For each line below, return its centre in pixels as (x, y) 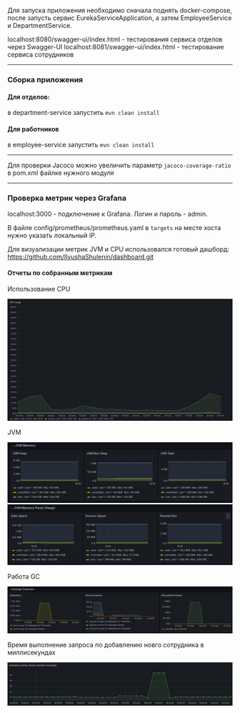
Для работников (33, 129)
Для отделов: (29, 96)
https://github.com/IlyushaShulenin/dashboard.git (81, 256)
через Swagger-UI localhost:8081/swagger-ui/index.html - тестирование (116, 47)
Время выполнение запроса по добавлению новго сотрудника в (106, 644)
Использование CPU (39, 289)
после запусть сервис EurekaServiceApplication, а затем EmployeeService (120, 18)
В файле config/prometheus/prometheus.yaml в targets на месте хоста (114, 227)
